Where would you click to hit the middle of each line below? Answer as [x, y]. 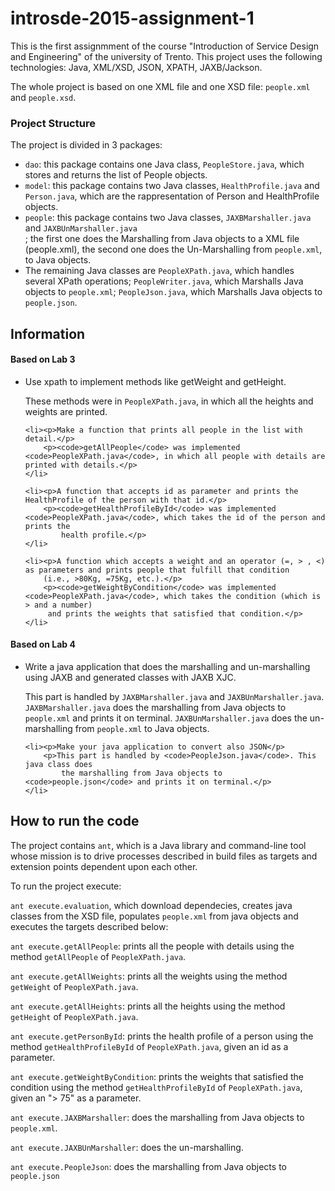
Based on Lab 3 [43, 359]
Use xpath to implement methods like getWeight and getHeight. [155, 381]
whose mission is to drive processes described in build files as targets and [164, 856]
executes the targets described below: [89, 926]
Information [48, 333]
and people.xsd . [43, 97]
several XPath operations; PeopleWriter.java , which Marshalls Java [164, 281]
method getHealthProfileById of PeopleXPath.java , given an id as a [149, 1046]
